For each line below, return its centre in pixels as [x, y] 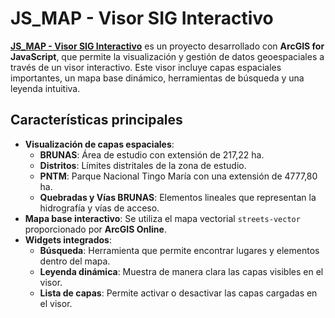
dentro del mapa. [75, 261]
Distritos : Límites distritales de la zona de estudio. [143, 165]
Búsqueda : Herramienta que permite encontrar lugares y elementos [179, 250]
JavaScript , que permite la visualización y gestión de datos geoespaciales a [167, 56]
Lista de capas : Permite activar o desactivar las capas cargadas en [178, 293]
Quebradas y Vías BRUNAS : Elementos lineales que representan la [178, 197]
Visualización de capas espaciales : [99, 144]
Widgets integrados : [68, 239]
